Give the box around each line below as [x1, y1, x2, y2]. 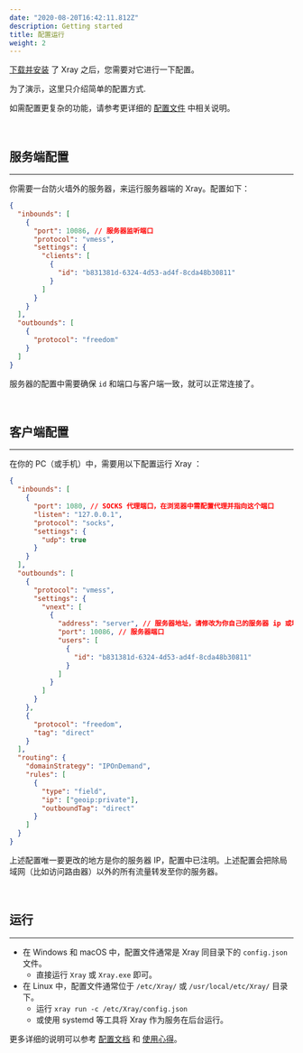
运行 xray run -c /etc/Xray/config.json [35, 1002, 188, 1013]
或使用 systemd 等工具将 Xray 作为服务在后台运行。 [35, 1014, 228, 1025]
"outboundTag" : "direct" [41, 804, 135, 813]
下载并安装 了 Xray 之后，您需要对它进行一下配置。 [9, 64, 200, 75]
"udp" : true [41, 535, 87, 544]
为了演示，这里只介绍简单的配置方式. [9, 83, 147, 95]
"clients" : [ [41, 252, 91, 261]
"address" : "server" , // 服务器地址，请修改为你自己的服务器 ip [57, 619, 281, 628]
